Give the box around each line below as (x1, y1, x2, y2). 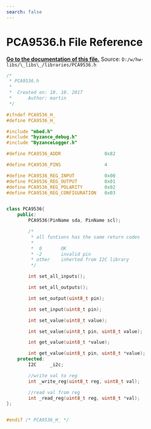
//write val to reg (28, 372, 78, 378)
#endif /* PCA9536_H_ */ (6, 417, 69, 424)
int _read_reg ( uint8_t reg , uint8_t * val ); (28, 395, 140, 401)
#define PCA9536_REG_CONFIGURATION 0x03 (6, 190, 116, 196)
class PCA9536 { (6, 206, 45, 212)
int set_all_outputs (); (28, 285, 88, 291)
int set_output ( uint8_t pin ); (28, 295, 105, 302)
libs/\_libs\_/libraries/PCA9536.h (6, 62, 97, 68)
